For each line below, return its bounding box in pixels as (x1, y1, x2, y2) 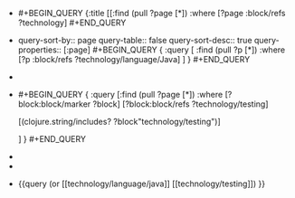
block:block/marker (17, 99, 91, 109)
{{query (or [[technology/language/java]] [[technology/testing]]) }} (17, 178, 265, 189)
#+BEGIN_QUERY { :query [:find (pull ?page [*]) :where (17, 90, 224, 99)
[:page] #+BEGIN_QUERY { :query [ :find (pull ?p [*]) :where (62, 44, 286, 55)
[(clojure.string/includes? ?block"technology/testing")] (17, 117, 222, 127)
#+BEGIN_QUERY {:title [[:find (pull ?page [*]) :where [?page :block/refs (17, 8, 286, 18)
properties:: (17, 44, 62, 55)
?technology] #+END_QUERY (17, 17, 127, 28)
